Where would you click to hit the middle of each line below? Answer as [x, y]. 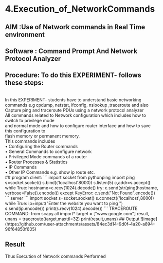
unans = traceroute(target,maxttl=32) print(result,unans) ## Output [72, 219]
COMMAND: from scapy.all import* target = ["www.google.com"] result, [77, 213]
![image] [149, 219]
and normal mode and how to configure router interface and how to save [78, 126]
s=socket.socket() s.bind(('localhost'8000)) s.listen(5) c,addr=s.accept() [78, 182]
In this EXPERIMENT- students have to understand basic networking [73, 100]
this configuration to [25, 131]
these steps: [24, 83]
